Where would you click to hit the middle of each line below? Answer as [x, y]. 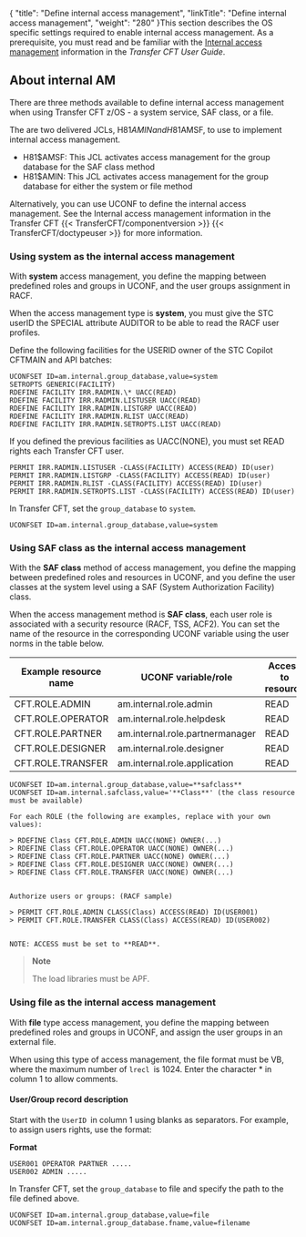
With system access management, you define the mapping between [138, 276]
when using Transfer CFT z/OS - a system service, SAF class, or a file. [142, 112]
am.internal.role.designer [171, 749]
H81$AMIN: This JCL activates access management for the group [145, 176]
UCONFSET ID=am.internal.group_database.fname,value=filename [130, 1223]
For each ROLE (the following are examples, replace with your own [140, 817]
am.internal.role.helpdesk [171, 719]
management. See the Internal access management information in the [140, 213]
